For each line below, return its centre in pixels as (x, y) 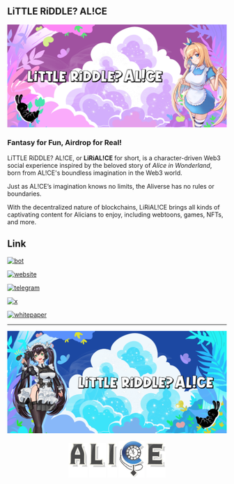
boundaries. (24, 194)
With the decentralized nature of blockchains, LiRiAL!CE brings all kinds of (114, 207)
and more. (22, 221)
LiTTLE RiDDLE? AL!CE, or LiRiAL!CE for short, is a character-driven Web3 (114, 158)
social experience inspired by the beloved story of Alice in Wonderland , (110, 165)
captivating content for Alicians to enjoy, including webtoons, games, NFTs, (115, 214)
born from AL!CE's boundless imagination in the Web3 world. (95, 173)
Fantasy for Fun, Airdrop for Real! (64, 143)
